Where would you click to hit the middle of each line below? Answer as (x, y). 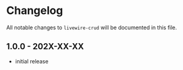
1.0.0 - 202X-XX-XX (45, 47)
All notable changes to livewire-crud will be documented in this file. (92, 27)
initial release (32, 61)
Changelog (35, 11)
